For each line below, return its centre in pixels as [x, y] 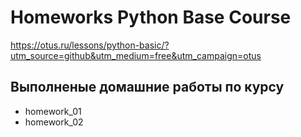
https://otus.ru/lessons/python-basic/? [90, 45]
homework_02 [54, 122]
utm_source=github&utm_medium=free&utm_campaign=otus [136, 55]
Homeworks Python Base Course [151, 17]
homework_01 [53, 111]
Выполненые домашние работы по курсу [147, 87]
